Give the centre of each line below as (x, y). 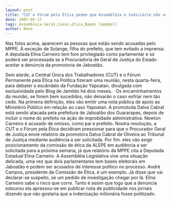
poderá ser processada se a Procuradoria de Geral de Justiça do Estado (81, 60)
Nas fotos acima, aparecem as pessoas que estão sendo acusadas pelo (81, 43)
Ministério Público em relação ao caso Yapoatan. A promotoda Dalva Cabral (85, 107)
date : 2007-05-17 (24, 19)
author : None (19, 29)
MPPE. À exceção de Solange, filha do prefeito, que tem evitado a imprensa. (85, 49)
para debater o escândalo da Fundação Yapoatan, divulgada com (74, 86)
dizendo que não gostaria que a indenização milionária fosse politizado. (81, 194)
